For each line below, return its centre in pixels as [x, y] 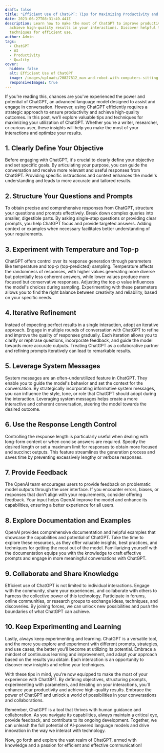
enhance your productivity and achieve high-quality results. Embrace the [78, 690]
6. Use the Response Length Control [61, 425]
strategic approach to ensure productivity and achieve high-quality [72, 112]
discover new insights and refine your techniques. [55, 664]
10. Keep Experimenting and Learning [63, 627]
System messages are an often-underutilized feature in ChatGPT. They [76, 378]
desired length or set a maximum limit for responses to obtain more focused [81, 447]
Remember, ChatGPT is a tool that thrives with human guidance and [73, 709]
